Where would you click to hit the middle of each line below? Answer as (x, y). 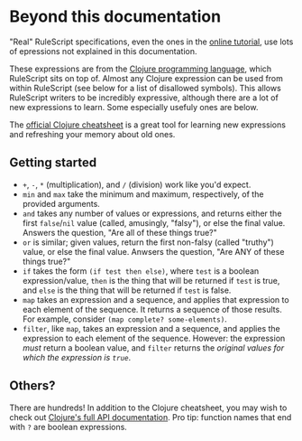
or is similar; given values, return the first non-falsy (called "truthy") (148, 242)
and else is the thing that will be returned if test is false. (127, 290)
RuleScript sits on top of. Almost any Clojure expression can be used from (146, 78)
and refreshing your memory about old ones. (92, 134)
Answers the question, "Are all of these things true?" (120, 232)
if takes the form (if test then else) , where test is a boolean (141, 271)
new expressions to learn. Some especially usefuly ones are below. (134, 107)
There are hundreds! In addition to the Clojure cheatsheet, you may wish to (148, 408)
